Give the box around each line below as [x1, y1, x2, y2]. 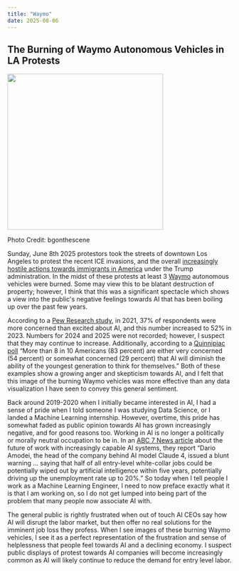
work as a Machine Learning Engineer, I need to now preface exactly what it [7, 482, 230, 490]
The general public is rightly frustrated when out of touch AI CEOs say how [7, 510, 228, 519]
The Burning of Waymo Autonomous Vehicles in [7, 43, 225, 56]
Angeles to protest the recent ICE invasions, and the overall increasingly [7, 257, 218, 266]
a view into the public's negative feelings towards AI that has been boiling [7, 295, 223, 304]
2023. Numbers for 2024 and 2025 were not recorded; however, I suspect [7, 331, 225, 340]
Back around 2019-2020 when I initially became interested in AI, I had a [7, 398, 216, 407]
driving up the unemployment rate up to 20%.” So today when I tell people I [7, 474, 228, 483]
